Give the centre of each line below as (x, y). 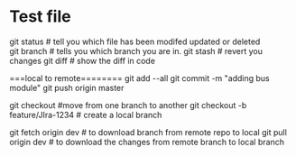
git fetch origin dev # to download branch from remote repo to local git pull (148, 132)
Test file (40, 17)
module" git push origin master (67, 87)
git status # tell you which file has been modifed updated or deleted (135, 41)
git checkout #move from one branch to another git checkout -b (128, 105)
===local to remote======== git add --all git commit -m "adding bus (139, 78)
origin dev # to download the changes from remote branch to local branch (147, 142)
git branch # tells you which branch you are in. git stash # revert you (136, 50)
